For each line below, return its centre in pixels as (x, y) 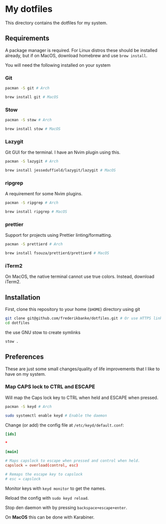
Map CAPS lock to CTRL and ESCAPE (50, 387)
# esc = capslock (23, 479)
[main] (12, 452)
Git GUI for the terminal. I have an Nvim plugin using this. (63, 152)
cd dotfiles (17, 323)
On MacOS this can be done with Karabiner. (50, 517)
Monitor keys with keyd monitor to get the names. (56, 488)
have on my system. (25, 374)
